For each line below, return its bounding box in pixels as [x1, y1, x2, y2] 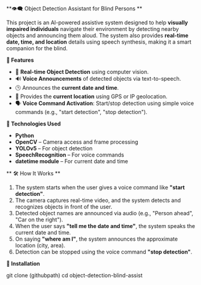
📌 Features [6, 56, 35, 64]
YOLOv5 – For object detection [15, 145, 93, 152]
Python [15, 132, 35, 139]
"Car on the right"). [15, 216, 64, 223]
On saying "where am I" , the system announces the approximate [15, 235, 178, 243]
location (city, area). [15, 242, 66, 249]
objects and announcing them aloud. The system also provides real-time [6, 32, 189, 39]
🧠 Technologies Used [6, 120, 61, 127]
